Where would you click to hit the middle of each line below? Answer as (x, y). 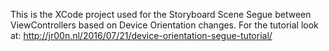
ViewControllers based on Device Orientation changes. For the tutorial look (164, 25)
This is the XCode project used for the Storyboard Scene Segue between (161, 14)
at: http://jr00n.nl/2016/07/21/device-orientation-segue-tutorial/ (141, 35)
